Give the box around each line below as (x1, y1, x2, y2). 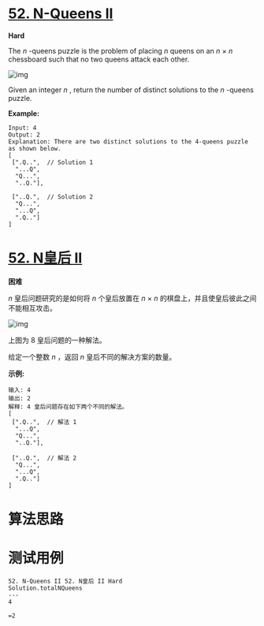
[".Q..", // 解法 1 (11, 418, 77, 426)
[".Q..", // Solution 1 (11, 158, 93, 166)
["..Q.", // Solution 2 (11, 192, 93, 201)
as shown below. (8, 144, 61, 152)
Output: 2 (8, 131, 41, 139)
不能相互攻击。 (8, 303, 57, 312)
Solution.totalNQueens (8, 584, 83, 592)
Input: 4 (8, 124, 37, 132)
